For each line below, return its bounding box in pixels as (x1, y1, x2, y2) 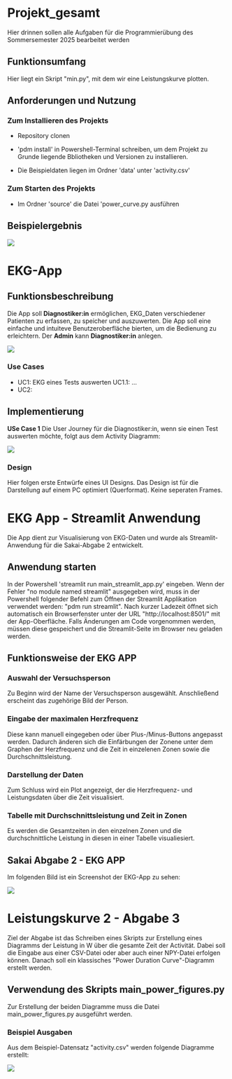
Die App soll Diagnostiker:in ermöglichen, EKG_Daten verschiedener (7, 309, 206, 317)
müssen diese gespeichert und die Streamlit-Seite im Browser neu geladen (7, 624, 223, 633)
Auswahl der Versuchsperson (7, 673, 111, 683)
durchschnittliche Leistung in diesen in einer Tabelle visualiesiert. (7, 834, 195, 842)
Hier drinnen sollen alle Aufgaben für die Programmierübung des (7, 28, 194, 36)
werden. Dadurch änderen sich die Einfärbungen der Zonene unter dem (7, 737, 213, 745)
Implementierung (7, 406, 85, 418)
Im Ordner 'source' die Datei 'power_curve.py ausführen (17, 200, 180, 208)
